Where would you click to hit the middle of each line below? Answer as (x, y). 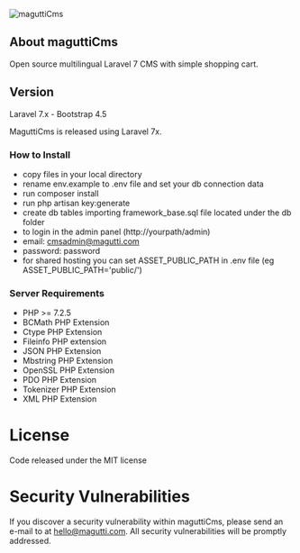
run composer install (60, 193)
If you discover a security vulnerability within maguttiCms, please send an (146, 521)
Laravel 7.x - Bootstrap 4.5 (58, 113)
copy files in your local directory (82, 174)
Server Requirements (57, 293)
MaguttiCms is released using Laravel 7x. (86, 131)
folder (33, 222)
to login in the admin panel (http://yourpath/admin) (116, 231)
